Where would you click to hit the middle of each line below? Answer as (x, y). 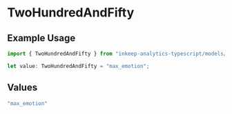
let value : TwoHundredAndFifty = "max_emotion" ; (78, 66)
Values (22, 88)
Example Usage (41, 38)
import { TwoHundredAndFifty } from (60, 54)
